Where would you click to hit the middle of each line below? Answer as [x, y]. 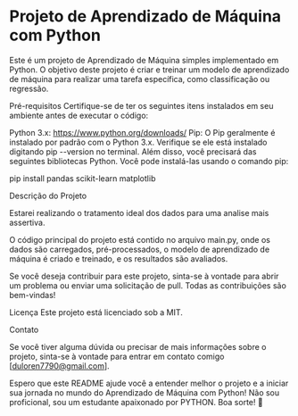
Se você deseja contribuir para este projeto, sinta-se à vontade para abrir [144, 276]
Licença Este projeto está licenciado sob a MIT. [96, 312]
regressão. [29, 88]
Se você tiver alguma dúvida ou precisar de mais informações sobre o [138, 346]
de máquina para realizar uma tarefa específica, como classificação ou [140, 79]
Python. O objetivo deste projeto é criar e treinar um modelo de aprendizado [149, 70]
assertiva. [27, 222]
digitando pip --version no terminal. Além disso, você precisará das [133, 151]
